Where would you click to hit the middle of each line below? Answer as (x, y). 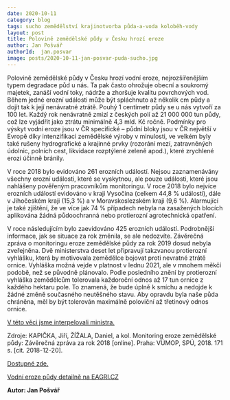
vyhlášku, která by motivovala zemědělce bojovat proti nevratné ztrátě (106, 258)
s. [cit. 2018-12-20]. (35, 350)
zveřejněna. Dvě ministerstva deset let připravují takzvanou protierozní (107, 250)
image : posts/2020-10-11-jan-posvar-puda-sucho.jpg (82, 58)
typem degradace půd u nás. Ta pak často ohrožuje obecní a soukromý (108, 85)
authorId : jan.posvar (39, 52)
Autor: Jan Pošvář (34, 390)
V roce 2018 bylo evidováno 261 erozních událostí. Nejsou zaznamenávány (113, 171)
